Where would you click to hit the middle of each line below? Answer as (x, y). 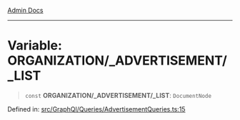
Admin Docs (25, 10)
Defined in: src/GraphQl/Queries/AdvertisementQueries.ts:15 (96, 109)
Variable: (35, 46)
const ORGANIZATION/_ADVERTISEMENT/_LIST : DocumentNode (118, 95)
